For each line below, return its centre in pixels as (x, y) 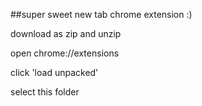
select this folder (45, 92)
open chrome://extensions (65, 53)
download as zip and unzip (66, 33)
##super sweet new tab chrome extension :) (101, 14)
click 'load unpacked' (54, 72)
